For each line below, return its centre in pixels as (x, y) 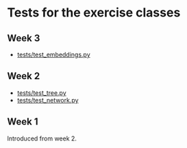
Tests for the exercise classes (94, 13)
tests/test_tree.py (41, 93)
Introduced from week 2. (42, 138)
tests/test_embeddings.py (53, 54)
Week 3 (24, 38)
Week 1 (23, 122)
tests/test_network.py (48, 100)
